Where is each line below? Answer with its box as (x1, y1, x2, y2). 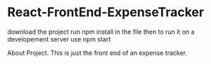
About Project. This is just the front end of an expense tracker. (7, 49, 188, 57)
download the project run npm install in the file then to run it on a (7, 27, 195, 36)
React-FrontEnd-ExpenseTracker (7, 4, 205, 20)
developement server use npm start (7, 34, 111, 43)
